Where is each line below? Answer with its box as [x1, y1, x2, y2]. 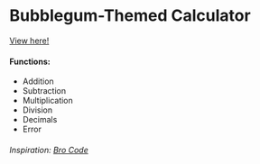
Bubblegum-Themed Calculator [9, 5, 251, 26]
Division [22, 105, 52, 115]
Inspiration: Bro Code [9, 144, 88, 155]
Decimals [22, 114, 58, 125]
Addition [22, 76, 54, 87]
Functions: [9, 56, 51, 67]
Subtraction [22, 86, 66, 96]
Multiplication [22, 96, 74, 106]
